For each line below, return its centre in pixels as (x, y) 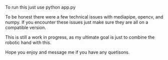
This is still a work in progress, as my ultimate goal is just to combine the (80, 37)
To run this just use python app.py (40, 7)
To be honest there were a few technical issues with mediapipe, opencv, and (84, 17)
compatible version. (26, 27)
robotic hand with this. (28, 42)
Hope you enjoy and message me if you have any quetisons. (67, 52)
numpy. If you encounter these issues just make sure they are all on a (77, 22)
